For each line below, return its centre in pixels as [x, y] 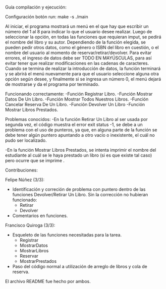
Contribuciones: [22, 170]
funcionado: [25, 200]
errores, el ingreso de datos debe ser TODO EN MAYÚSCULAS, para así [79, 58]
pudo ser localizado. [26, 140]
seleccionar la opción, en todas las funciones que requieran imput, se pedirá [83, 37]
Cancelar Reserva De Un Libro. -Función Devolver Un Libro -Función [75, 104]
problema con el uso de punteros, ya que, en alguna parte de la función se [81, 130]
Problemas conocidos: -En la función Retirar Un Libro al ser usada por [76, 119]
